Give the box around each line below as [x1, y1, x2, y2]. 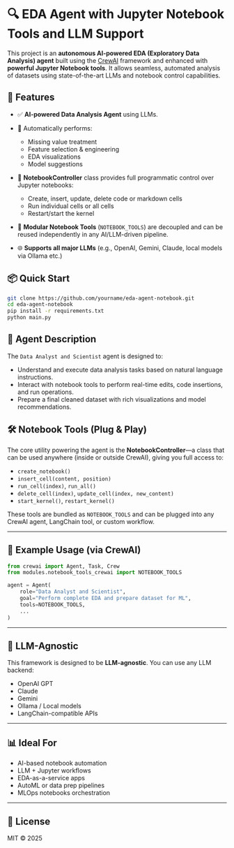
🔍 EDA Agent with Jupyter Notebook [7, 6, 225, 22]
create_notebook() [17, 468, 71, 475]
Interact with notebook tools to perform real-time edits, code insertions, [17, 380, 223, 388]
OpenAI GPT [17, 680, 54, 688]
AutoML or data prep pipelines [17, 781, 105, 790]
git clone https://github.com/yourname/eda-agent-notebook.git [7, 295, 195, 302]
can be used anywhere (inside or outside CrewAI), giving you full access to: [7, 453, 224, 462]
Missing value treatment [27, 138, 97, 146]
